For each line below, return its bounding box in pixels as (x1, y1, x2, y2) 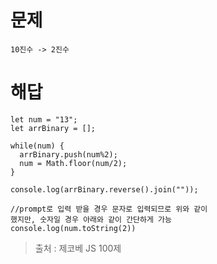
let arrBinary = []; (10, 123, 97, 133)
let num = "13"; (10, 114, 78, 125)
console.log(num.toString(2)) (10, 223, 137, 233)
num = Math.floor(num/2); (19, 158, 128, 168)
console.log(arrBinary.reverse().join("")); (10, 184, 199, 195)
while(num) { (10, 141, 65, 151)
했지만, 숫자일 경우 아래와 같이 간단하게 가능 (10, 214, 172, 225)
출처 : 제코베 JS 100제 (34, 242, 122, 254)
